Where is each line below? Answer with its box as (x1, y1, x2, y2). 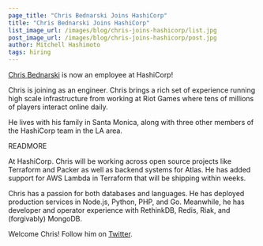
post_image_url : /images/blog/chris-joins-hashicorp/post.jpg (8, 33, 217, 42)
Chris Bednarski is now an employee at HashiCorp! (8, 70, 174, 79)
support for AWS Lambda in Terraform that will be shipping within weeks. (8, 173, 246, 183)
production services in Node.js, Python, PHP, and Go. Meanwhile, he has (8, 197, 245, 206)
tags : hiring (8, 48, 51, 56)
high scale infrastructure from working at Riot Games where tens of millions (8, 94, 254, 103)
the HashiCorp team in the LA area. (8, 126, 122, 135)
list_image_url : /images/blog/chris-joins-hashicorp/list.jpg (8, 26, 217, 34)
